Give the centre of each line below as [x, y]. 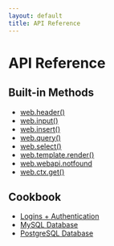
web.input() [39, 121]
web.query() [41, 137]
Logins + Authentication [59, 216]
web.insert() [40, 129]
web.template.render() [57, 154]
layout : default [35, 16]
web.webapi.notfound [56, 163]
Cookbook [35, 197]
